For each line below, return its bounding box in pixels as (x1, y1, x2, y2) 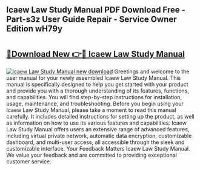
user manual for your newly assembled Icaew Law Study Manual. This (6, 74, 181, 81)
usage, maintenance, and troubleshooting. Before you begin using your (6, 100, 184, 107)
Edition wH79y (6, 24, 62, 34)
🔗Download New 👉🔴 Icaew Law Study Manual (6, 48, 185, 59)
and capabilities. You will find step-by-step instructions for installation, (6, 94, 182, 100)
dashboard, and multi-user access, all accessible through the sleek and (6, 139, 185, 146)
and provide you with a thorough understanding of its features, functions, (6, 87, 190, 94)
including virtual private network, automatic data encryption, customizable (6, 132, 192, 139)
